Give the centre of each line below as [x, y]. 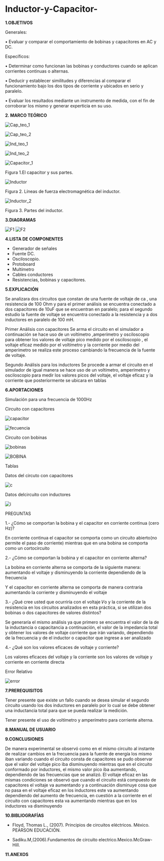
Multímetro [23, 269]
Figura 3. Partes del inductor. [34, 210]
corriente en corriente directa [35, 662]
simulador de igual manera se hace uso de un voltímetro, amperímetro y [78, 370]
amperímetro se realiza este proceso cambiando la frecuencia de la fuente [80, 350]
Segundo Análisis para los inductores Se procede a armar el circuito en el [79, 365]
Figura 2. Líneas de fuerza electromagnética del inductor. [63, 191]
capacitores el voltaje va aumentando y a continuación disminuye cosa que [81, 785]
